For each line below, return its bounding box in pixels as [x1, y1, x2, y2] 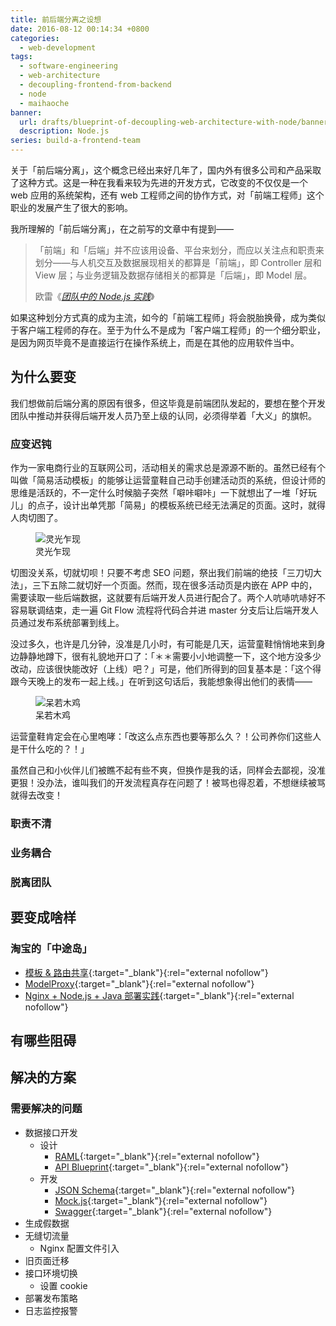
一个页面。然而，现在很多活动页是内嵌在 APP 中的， [101, 579, 318, 591]
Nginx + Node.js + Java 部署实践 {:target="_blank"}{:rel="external [24, 989, 295, 1001]
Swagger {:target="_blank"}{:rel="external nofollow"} [54, 1205, 273, 1217]
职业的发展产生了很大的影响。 [10, 202, 133, 213]
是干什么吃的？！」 [10, 743, 90, 755]
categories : [10, 33, 60, 43]
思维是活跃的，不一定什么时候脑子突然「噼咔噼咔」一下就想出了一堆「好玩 [10, 487, 317, 499]
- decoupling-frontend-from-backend [19, 80, 172, 90]
